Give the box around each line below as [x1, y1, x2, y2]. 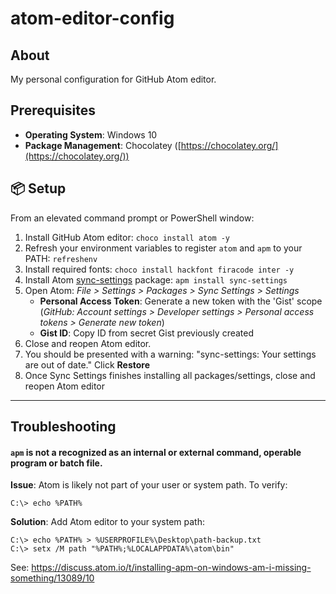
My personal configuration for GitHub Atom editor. [10, 73, 217, 85]
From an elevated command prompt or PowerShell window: [10, 212, 255, 224]
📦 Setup [10, 180, 67, 197]
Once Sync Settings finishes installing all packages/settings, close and [24, 369, 316, 381]
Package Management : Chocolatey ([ [24, 139, 182, 151]
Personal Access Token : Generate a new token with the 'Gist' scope [39, 295, 323, 307]
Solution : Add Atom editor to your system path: [10, 516, 205, 528]
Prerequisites [10, 102, 96, 119]
